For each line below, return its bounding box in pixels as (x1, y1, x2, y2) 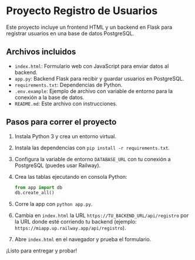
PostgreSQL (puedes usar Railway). (14, 162, 101, 169)
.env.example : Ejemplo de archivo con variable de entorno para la (14, 87, 173, 95)
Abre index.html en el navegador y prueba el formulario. (14, 236, 152, 243)
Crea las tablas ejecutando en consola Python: (14, 173, 127, 180)
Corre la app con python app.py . (14, 201, 93, 208)
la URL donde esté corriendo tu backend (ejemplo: (14, 218, 137, 225)
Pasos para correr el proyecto (6, 117, 117, 127)
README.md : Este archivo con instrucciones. (14, 100, 117, 107)
